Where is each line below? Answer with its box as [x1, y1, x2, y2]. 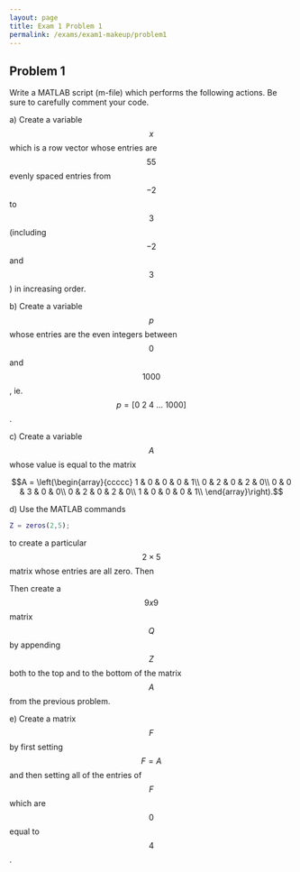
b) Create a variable [9, 301, 83, 312]
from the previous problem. [9, 696, 111, 707]
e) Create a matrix [9, 713, 77, 724]
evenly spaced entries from [9, 170, 111, 181]
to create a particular [9, 537, 87, 548]
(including [9, 227, 47, 238]
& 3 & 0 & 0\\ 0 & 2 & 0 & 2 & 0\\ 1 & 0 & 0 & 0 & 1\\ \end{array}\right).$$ [19, 486, 284, 497]
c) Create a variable [9, 431, 83, 442]
